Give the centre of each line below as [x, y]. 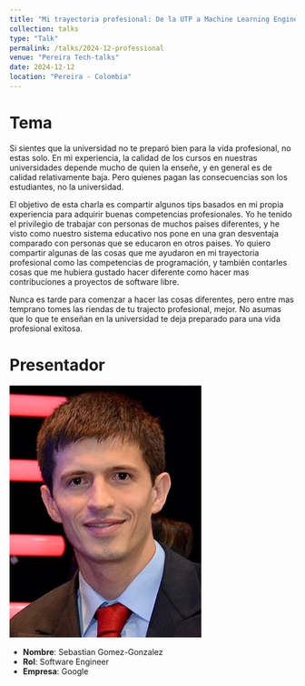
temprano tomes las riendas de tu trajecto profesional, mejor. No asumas [145, 308]
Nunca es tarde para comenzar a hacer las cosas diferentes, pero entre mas [152, 299]
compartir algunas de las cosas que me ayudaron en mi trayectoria [134, 252]
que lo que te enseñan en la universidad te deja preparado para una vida [145, 318]
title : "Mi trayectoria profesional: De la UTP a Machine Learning [140, 19]
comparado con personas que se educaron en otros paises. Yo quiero [140, 243]
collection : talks [44, 29]
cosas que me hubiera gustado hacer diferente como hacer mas [129, 272]
